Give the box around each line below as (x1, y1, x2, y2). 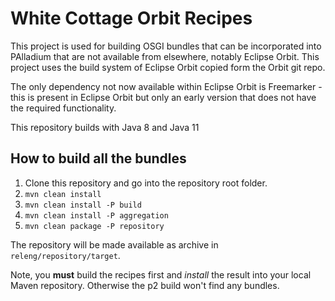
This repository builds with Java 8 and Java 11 (10, 121, 200, 133)
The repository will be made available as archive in (10, 238, 219, 251)
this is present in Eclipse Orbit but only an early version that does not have (10, 91, 317, 103)
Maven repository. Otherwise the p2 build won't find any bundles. (10, 279, 280, 291)
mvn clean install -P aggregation (24, 210, 169, 221)
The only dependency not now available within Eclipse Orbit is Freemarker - (10, 80, 323, 92)
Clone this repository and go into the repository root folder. (24, 177, 268, 189)
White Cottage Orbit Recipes (10, 7, 253, 30)
